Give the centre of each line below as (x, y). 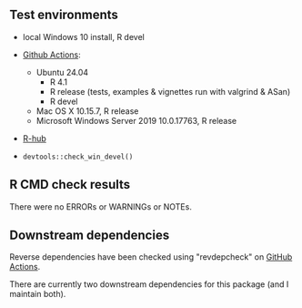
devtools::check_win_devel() (78, 157)
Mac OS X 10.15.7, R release (87, 111)
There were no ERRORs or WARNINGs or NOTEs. (101, 206)
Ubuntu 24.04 (62, 72)
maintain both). (38, 294)
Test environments (64, 15)
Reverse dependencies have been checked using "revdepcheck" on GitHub (151, 257)
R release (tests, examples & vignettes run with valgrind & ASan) (170, 91)
